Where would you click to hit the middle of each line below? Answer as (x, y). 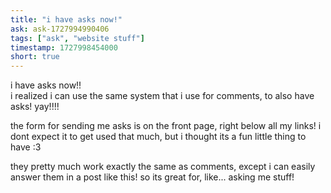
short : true (35, 57)
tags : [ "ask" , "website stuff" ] (77, 38)
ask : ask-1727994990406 (60, 29)
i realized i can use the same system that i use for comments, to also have (162, 96)
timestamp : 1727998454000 (64, 47)
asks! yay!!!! (35, 107)
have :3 (26, 147)
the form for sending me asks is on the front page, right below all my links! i (166, 126)
